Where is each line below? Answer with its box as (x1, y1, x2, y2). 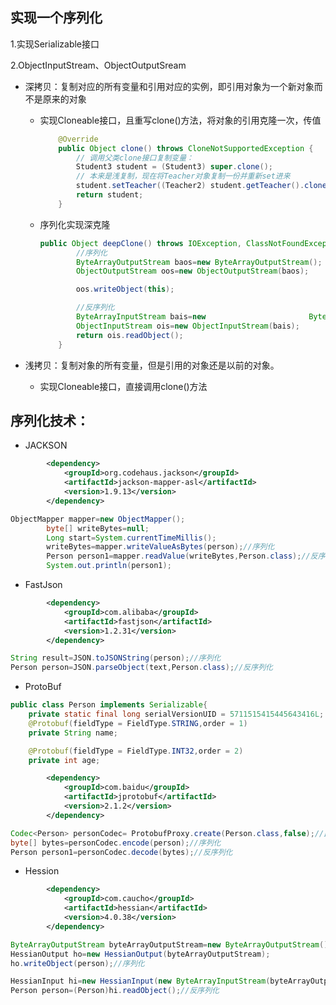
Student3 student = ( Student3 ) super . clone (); (75, 162, 273, 172)
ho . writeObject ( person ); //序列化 (10, 958, 145, 968)
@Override (58, 134, 99, 144)
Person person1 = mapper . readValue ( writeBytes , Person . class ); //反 (46, 551, 318, 562)
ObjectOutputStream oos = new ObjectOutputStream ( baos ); (75, 266, 310, 277)
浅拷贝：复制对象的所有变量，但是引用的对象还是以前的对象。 (24, 359, 280, 371)
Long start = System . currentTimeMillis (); (46, 533, 217, 543)
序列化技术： (10, 412, 90, 429)
